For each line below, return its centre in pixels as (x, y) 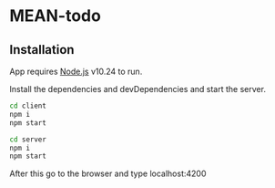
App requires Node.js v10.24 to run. (76, 71)
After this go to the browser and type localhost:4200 (108, 173)
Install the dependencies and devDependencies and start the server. (138, 89)
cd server (28, 139)
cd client (28, 106)
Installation (42, 50)
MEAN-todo (56, 16)
